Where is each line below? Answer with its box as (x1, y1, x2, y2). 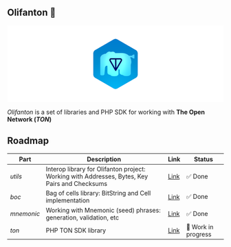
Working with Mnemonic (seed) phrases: (45, 206, 161, 214)
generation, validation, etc (45, 213, 120, 222)
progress (186, 230, 212, 238)
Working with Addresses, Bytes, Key (45, 172, 148, 180)
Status (193, 155, 213, 163)
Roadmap (7, 134, 49, 146)
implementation (45, 196, 90, 204)
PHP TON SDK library (45, 226, 107, 235)
